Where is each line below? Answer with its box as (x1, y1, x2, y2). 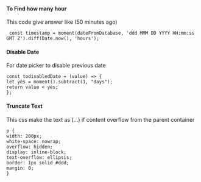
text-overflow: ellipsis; (6, 154, 72, 161)
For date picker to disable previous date (6, 61, 106, 69)
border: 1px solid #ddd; (6, 159, 69, 166)
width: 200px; (6, 133, 43, 139)
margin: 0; (6, 165, 34, 171)
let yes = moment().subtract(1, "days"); (6, 79, 113, 85)
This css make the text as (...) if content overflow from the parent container (6, 116, 195, 123)
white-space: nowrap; (6, 138, 62, 144)
